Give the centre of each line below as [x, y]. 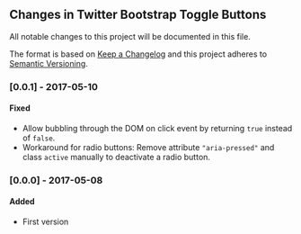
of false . [39, 138]
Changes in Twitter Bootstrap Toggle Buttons [138, 15]
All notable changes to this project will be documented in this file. [130, 36]
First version [45, 222]
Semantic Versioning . [49, 63]
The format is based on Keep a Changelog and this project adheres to [138, 54]
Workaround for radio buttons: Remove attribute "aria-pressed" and [148, 147]
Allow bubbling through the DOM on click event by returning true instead [157, 128]
